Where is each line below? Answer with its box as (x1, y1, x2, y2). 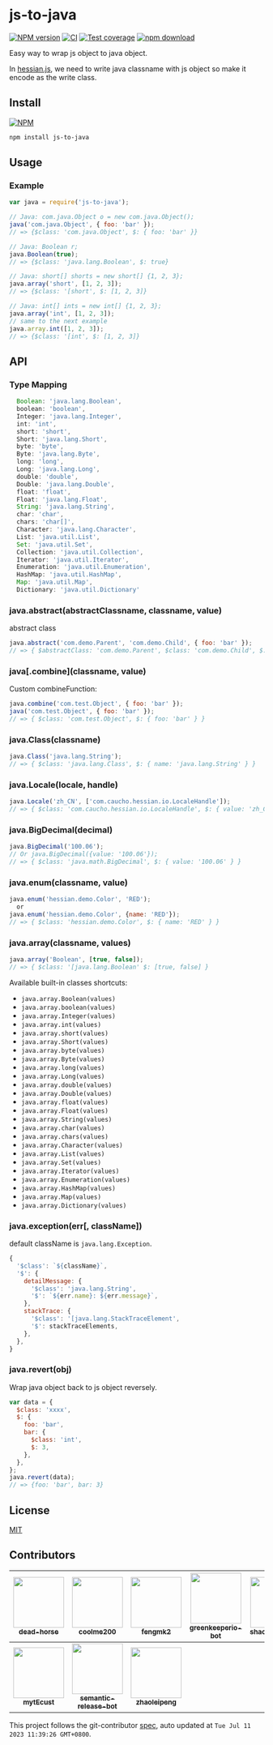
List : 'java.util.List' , (16, 532, 100, 541)
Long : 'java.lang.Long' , (16, 465, 100, 473)
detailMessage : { (23, 1277, 83, 1285)
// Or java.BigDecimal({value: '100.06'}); (9, 850, 159, 858)
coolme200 (79, 1627, 117, 1636)
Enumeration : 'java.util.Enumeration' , (16, 563, 151, 571)
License (9, 1503, 50, 1517)
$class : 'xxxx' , (16, 1405, 71, 1414)
